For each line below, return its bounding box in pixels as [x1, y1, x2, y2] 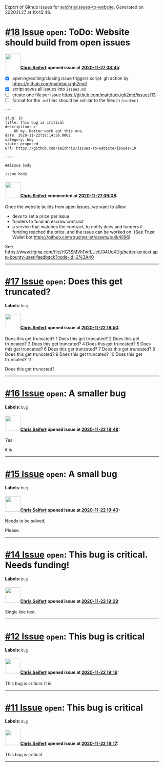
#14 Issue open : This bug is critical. [5, 549, 148, 560]
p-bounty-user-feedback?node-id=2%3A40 [5, 254, 94, 260]
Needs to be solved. [5, 518, 45, 524]
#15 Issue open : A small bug [5, 469, 118, 480]
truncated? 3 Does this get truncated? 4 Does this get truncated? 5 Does [5, 341, 151, 346]
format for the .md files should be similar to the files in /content [12, 97, 139, 103]
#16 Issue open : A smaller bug [5, 388, 126, 399]
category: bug [5, 137, 34, 142]
